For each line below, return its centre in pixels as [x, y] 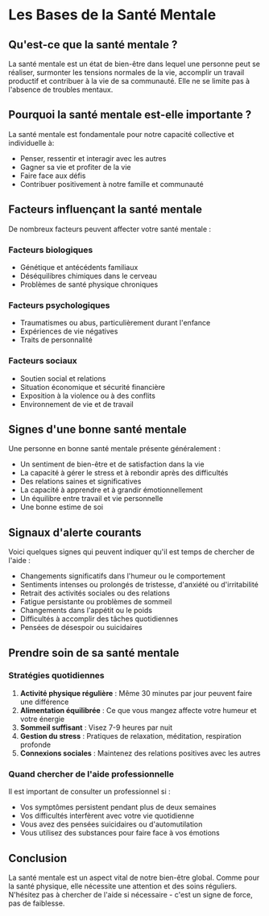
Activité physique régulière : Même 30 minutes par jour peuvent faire [136, 693]
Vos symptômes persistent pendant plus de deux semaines [118, 807]
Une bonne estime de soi [61, 507]
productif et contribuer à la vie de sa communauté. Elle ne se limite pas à [129, 81]
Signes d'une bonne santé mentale [97, 429]
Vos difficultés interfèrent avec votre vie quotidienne [107, 816]
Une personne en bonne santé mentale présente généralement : [115, 449]
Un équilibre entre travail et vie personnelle [91, 499]
